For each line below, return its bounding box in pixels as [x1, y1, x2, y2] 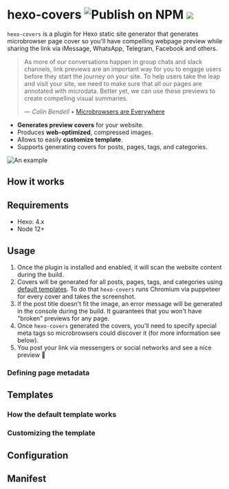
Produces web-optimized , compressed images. [17, 128, 153, 136]
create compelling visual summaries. [23, 94, 129, 102]
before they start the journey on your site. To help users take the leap [23, 72, 221, 80]
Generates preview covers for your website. [17, 120, 144, 129]
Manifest [7, 472, 47, 484]
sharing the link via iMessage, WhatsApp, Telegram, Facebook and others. [7, 44, 218, 52]
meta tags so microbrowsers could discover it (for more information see [17, 329, 221, 337]
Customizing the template [7, 428, 96, 438]
